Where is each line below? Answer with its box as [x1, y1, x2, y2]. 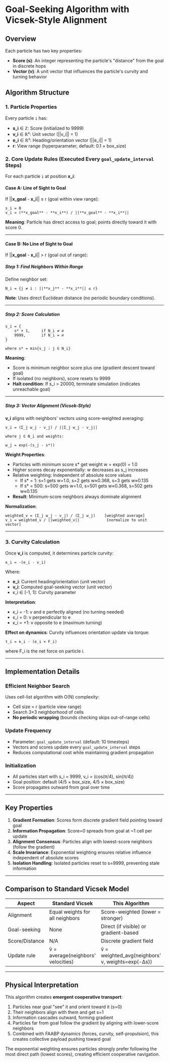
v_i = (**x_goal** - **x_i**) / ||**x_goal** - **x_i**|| [5, 210, 129, 215]
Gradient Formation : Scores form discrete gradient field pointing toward [12, 817, 162, 823]
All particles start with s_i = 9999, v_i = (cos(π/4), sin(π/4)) [12, 773, 134, 779]
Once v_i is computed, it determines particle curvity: [5, 550, 114, 556]
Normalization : [5, 503, 37, 510]
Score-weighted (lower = [101, 908, 161, 915]
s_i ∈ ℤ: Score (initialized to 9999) [12, 125, 84, 131]
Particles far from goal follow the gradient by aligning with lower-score [12, 1020, 159, 1026]
